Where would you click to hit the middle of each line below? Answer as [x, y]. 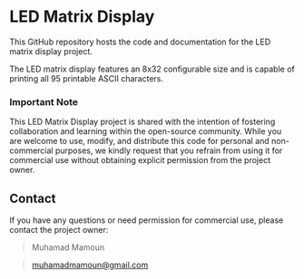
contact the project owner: [59, 230]
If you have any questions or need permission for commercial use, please [147, 220]
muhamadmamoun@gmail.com [90, 265]
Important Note [44, 101]
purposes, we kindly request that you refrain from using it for [169, 150]
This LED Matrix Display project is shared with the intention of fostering [142, 122]
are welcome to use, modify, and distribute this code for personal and [139, 141]
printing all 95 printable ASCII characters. [87, 78]
